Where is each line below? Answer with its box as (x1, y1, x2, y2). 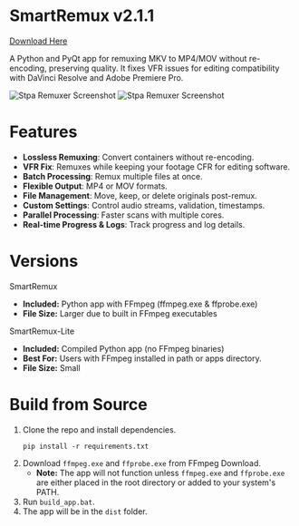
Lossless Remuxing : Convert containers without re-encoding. (22, 151, 255, 162)
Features (9, 122, 78, 142)
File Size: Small (22, 362, 81, 373)
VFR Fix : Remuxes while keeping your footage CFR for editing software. (22, 161, 291, 172)
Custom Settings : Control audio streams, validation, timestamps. (22, 200, 265, 210)
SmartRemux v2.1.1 (9, 5, 155, 26)
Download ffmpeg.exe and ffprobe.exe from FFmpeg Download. (22, 457, 261, 468)
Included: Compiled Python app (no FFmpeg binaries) (22, 343, 225, 354)
